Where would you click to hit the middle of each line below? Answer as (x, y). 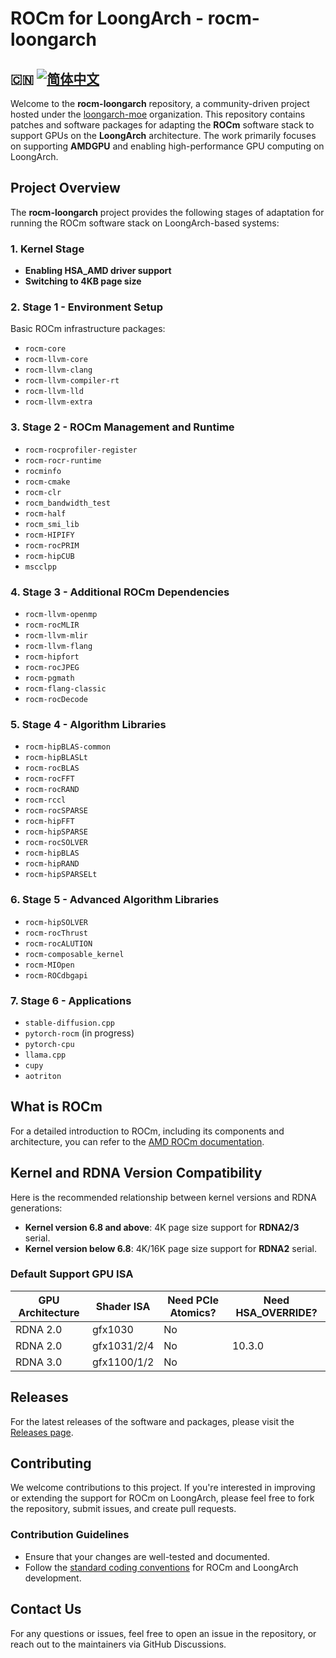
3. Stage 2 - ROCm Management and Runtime (122, 427)
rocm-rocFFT (49, 779)
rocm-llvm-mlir (56, 636)
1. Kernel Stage (47, 249)
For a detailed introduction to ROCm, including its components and (147, 1131)
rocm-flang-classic (65, 689)
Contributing (51, 1463)
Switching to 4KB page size (83, 281)
